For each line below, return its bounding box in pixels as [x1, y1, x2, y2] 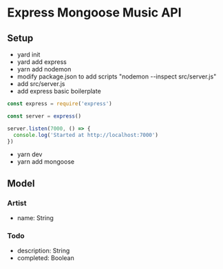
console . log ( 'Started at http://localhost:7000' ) [13, 131, 158, 138]
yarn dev [17, 150, 43, 159]
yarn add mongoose [17, 158, 74, 166]
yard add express [17, 58, 67, 66]
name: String [17, 214, 54, 222]
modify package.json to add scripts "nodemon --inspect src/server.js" [17, 72, 217, 80]
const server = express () [7, 112, 81, 120]
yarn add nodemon [17, 65, 72, 73]
